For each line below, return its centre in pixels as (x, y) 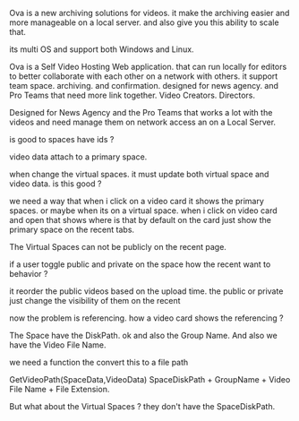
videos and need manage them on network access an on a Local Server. (142, 122)
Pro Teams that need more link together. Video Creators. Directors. (132, 95)
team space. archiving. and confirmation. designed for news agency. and (144, 86)
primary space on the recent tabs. (72, 229)
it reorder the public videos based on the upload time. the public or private (146, 291)
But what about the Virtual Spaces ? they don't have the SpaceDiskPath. (142, 406)
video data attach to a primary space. (78, 157)
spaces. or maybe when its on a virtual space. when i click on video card (143, 210)
